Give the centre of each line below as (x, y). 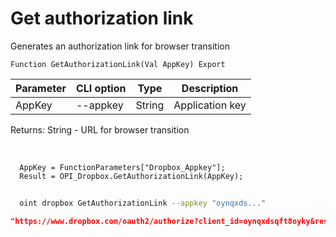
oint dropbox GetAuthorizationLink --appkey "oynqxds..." (143, 203)
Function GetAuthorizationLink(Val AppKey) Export (118, 64)
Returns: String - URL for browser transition (100, 129)
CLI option (101, 88)
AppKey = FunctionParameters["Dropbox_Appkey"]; (122, 167)
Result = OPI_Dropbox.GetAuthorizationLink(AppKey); (131, 176)
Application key (210, 105)
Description (210, 88)
